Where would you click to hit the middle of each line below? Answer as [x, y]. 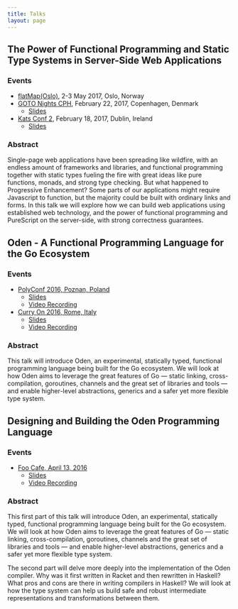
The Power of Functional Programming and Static [118, 49]
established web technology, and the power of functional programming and [118, 213]
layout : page [27, 21]
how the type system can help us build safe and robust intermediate [107, 591]
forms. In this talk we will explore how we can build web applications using [117, 205]
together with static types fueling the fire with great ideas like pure [105, 175]
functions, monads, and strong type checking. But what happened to [108, 182]
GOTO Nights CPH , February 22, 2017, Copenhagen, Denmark [108, 104]
